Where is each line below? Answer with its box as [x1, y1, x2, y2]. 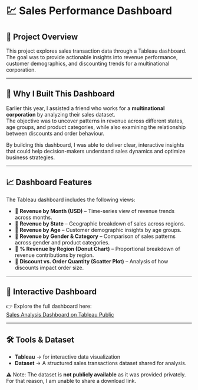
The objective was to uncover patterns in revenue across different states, [6, 117, 184, 124]
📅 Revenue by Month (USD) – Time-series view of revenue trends [14, 207, 175, 214]
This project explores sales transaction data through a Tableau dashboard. [6, 47, 187, 54]
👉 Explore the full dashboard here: [6, 302, 92, 310]
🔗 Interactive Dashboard [6, 287, 97, 297]
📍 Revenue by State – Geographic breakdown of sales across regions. [14, 220, 186, 227]
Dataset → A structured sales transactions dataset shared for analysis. [14, 360, 187, 367]
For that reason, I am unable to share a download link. [6, 378, 137, 385]
